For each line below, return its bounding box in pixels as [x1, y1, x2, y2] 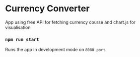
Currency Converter [5, 3, 90, 14]
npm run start [5, 36, 39, 42]
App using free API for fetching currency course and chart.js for [5, 19, 136, 25]
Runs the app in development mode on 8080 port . [5, 47, 107, 53]
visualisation [5, 24, 31, 30]
